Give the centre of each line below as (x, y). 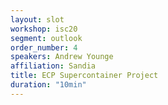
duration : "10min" (48, 85)
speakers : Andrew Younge (62, 57)
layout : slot (37, 19)
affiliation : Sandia (53, 66)
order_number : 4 (44, 47)
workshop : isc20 (44, 29)
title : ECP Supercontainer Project (84, 76)
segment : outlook (46, 38)
